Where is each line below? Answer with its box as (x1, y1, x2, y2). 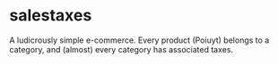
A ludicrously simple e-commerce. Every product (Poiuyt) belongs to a (9, 35, 270, 45)
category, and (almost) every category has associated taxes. (9, 44, 234, 54)
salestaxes (9, 5, 92, 26)
